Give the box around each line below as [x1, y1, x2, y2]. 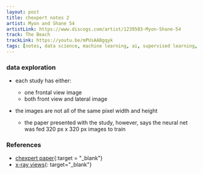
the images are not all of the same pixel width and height [15, 107, 158, 115]
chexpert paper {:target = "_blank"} [15, 154, 103, 162]
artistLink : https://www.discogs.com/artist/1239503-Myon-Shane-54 [6, 26, 182, 32]
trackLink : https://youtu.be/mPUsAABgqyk [6, 37, 113, 43]
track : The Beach [6, 32, 51, 38]
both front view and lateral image [24, 95, 108, 103]
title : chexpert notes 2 [6, 15, 69, 21]
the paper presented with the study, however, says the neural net [24, 119, 188, 126]
